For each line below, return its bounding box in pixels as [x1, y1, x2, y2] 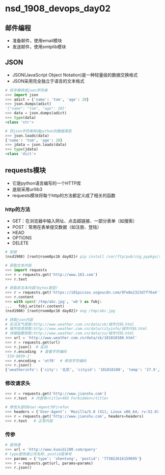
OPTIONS [12, 235, 32, 241]
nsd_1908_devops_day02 [5, 3, 111, 14]
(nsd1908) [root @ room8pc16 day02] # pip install [5, 254, 105, 259]
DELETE [12, 240, 29, 246]
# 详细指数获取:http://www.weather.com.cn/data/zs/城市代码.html [5, 331, 134, 336]
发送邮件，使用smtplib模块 [12, 44, 66, 50]
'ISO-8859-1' [5, 354, 32, 359]
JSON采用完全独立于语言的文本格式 [12, 78, 85, 84]
